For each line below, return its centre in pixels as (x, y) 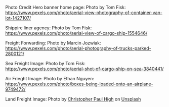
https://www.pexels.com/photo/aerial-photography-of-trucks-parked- (78, 48)
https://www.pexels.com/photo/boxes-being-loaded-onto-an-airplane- (79, 84)
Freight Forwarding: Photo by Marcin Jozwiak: (53, 43)
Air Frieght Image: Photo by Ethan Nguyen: (50, 78)
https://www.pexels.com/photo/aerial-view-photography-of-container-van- (84, 13)
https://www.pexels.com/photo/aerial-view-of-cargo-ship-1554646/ (76, 33)
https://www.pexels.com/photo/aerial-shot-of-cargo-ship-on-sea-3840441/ (85, 69)
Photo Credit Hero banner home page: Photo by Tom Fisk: (66, 7)
